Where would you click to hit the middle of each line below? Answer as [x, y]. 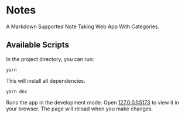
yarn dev [17, 92]
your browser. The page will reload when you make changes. [80, 109]
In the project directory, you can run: [50, 59]
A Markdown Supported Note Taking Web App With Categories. [83, 26]
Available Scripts [37, 45]
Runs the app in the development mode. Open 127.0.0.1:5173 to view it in [93, 102]
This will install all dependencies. [46, 80]
